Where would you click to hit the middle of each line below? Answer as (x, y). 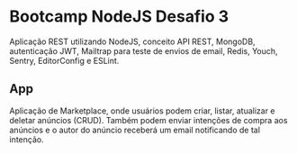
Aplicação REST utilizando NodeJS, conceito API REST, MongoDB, (132, 41)
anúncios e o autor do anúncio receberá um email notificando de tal (135, 130)
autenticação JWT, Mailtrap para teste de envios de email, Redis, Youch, (144, 50)
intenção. (27, 139)
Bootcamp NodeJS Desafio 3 (119, 17)
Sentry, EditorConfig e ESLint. (64, 60)
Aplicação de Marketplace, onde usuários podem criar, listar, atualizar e (143, 111)
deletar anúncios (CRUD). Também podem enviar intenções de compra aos (148, 120)
